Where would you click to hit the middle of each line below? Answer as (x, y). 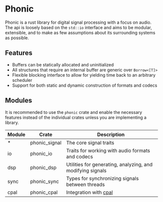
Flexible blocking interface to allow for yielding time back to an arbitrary (84, 75)
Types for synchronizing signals (103, 178)
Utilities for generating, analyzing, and (109, 164)
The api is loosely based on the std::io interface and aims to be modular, (78, 27)
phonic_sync (44, 181)
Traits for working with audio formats (108, 150)
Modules (19, 101)
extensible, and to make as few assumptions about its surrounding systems (80, 32)
